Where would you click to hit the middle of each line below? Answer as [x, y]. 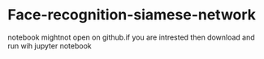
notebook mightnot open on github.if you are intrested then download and [131, 37]
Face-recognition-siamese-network [132, 15]
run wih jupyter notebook [50, 45]
